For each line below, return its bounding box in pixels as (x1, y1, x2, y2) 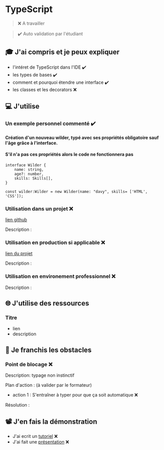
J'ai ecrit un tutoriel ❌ (12, 433, 58, 439)
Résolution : (5, 402, 30, 408)
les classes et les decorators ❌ (12, 86, 77, 92)
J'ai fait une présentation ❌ (12, 438, 69, 445)
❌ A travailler (17, 20, 45, 26)
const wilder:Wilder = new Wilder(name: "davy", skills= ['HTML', (5, 189, 148, 194)
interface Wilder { (5, 163, 46, 168)
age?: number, (14, 171, 44, 176)
